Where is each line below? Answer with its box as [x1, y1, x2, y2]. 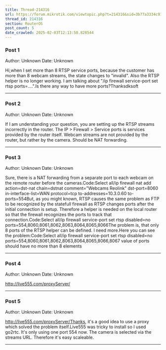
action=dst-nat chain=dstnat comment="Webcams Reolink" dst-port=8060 [5, 185, 159, 191]
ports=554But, [5, 196, 35, 201]
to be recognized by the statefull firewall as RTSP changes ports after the [5, 201, 154, 207]
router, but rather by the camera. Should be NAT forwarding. [5, 137, 128, 143]
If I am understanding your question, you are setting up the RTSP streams [5, 121, 155, 127]
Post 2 [5, 100, 21, 107]
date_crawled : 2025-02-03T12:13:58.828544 [5, 30, 94, 35]
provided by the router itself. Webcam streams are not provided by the [5, 132, 148, 138]
